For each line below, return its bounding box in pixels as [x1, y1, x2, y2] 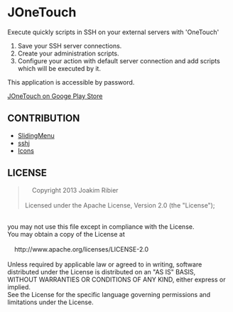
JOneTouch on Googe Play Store [7, 92, 103, 100]
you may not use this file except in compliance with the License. [7, 222, 195, 231]
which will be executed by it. [17, 64, 102, 72]
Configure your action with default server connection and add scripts [17, 56, 220, 65]
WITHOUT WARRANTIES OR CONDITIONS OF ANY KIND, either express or [7, 275, 226, 284]
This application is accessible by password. [7, 77, 135, 86]
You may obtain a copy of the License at [7, 230, 126, 238]
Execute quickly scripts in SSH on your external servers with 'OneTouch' [7, 28, 220, 36]
